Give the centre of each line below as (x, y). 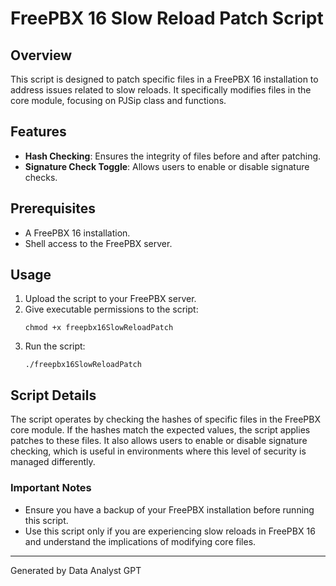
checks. (41, 177)
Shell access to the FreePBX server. (98, 243)
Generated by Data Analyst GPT (76, 570)
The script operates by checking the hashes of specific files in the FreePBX (165, 419)
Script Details (53, 395)
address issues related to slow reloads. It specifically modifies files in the (161, 90)
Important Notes (51, 488)
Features (38, 132)
